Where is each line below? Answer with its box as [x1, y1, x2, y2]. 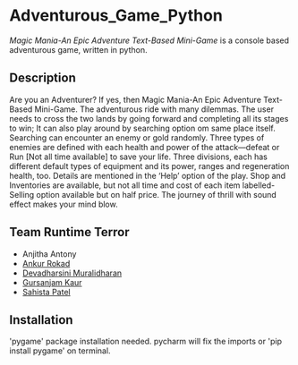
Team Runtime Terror [9, 225, 130, 240]
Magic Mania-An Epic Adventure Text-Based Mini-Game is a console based [9, 35, 289, 46]
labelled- [242, 180, 276, 191]
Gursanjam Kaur [21, 276, 82, 287]
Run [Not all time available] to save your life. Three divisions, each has [9, 151, 268, 162]
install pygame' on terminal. [9, 345, 111, 356]
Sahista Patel [21, 286, 71, 297]
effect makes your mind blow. [9, 199, 118, 209]
